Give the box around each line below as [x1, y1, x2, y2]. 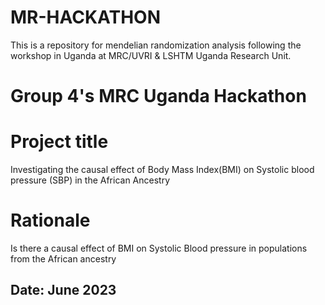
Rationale [10, 209, 91, 232]
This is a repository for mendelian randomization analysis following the [10, 39, 302, 51]
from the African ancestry [10, 253, 117, 265]
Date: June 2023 [10, 282, 117, 299]
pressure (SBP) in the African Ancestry [10, 174, 171, 186]
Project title [10, 131, 109, 153]
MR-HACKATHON [10, 6, 162, 29]
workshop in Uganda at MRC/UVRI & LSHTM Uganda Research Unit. [10, 49, 292, 61]
